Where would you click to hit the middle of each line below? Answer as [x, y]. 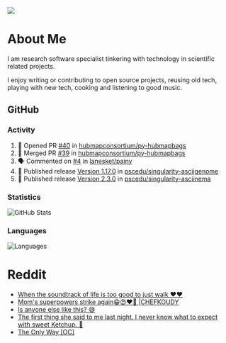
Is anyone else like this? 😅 [56, 310]
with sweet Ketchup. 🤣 [50, 325]
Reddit [27, 275]
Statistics [24, 197]
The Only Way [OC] [46, 332]
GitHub [23, 110]
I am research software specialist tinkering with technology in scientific [111, 58]
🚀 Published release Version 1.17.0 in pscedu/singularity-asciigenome [118, 171]
